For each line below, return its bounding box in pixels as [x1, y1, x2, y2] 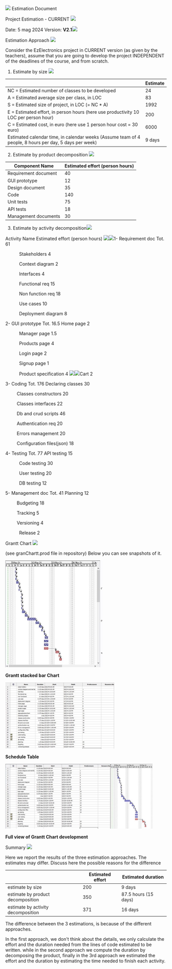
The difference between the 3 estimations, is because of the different [5, 921, 152, 926]
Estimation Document [11, 6, 57, 11]
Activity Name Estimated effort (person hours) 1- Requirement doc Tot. [5, 236, 165, 242]
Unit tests [7, 199, 28, 205]
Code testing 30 [18, 460, 53, 467]
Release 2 [18, 530, 40, 536]
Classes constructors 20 [16, 391, 69, 397]
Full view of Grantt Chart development [5, 834, 88, 840]
